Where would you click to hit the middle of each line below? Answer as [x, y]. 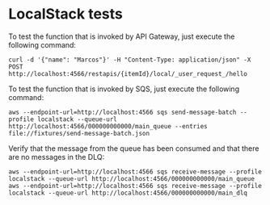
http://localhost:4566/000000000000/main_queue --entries [108, 126]
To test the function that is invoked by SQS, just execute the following [124, 89]
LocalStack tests [65, 14]
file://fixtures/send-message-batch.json [79, 133]
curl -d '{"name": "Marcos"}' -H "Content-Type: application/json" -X [130, 60]
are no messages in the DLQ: [57, 157]
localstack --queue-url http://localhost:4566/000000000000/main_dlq [128, 193]
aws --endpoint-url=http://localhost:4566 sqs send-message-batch [122, 112]
